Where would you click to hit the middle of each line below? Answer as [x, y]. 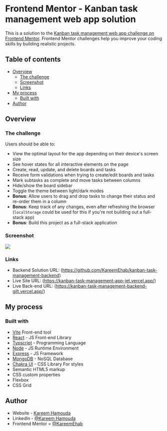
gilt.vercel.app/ [28, 291]
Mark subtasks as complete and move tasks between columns [76, 180]
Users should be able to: [30, 144]
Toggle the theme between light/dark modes [58, 191]
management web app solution [71, 19]
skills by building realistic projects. [40, 43]
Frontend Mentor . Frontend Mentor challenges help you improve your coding [84, 38]
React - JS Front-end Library [42, 337]
